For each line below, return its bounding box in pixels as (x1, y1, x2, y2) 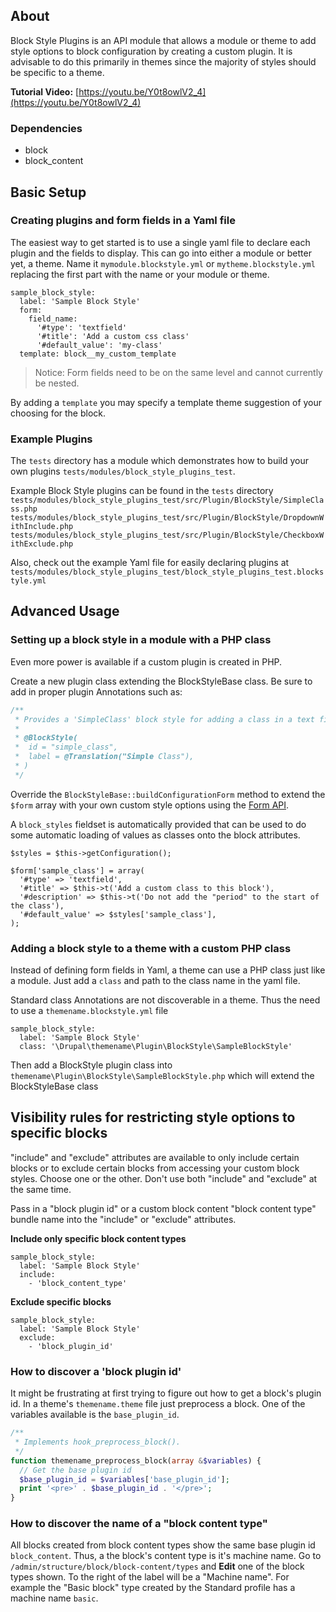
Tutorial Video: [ (10, 85, 80, 98)
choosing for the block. (10, 407, 107, 419)
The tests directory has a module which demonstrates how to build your (10, 455, 310, 467)
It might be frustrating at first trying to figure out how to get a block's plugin (10, 1387, 322, 1399)
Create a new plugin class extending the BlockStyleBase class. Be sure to (10, 675, 313, 687)
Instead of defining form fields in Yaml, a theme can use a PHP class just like (10, 964, 326, 976)
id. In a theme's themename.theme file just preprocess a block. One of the (10, 1398, 306, 1410)
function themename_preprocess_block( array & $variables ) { (10, 1455, 262, 1466)
